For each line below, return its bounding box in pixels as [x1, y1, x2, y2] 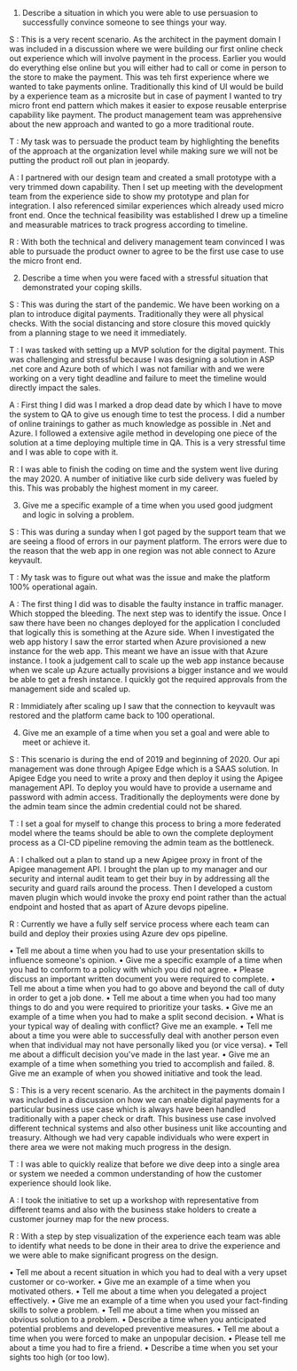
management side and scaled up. [9, 683, 131, 694]
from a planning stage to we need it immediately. [9, 327, 188, 338]
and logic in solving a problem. [21, 509, 135, 520]
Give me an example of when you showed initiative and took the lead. [9, 1068, 263, 1078]
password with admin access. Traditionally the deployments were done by [9, 792, 280, 802]
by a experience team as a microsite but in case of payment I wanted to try [9, 91, 283, 101]
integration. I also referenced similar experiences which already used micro [9, 201, 285, 211]
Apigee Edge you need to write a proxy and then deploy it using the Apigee [9, 773, 284, 784]
